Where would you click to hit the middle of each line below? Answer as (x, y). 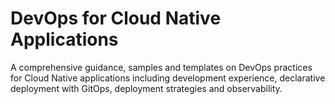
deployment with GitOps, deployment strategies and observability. (146, 88)
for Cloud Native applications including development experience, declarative (168, 78)
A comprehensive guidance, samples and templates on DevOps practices (161, 67)
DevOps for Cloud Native (116, 18)
